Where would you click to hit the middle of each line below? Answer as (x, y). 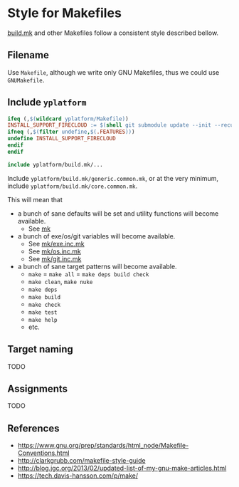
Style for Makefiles (65, 13)
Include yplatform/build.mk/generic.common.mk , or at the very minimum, (113, 178)
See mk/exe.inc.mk (56, 243)
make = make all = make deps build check (89, 274)
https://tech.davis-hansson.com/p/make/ (78, 476)
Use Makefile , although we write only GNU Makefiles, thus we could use (113, 72)
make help (43, 320)
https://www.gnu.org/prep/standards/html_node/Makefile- (103, 446)
